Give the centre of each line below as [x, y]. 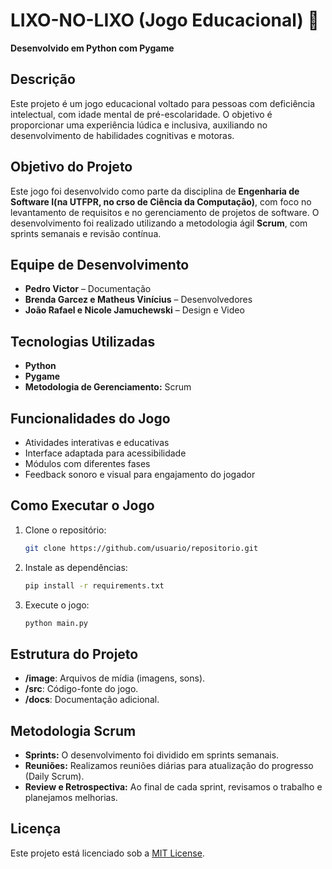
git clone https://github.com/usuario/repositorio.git [141, 548]
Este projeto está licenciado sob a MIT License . [107, 853]
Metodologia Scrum [73, 730]
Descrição [43, 79]
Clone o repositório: [65, 530]
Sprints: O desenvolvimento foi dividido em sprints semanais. [152, 755]
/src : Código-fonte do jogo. [81, 689]
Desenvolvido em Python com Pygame [92, 48]
